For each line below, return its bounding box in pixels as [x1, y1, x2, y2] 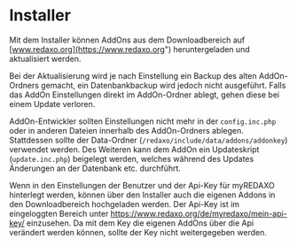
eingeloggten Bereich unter [9, 208, 109, 219]
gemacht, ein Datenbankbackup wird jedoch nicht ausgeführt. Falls [41, 80, 286, 90]
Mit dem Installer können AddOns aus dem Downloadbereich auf [9, 35, 246, 45]
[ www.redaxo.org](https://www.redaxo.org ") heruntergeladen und [9, 43, 250, 54]
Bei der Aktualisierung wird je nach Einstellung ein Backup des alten [9, 70, 257, 81]
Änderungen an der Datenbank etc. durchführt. [9, 163, 182, 173]
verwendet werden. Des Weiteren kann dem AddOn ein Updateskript [9, 143, 260, 155]
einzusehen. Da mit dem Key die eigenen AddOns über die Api [26, 218, 254, 228]
